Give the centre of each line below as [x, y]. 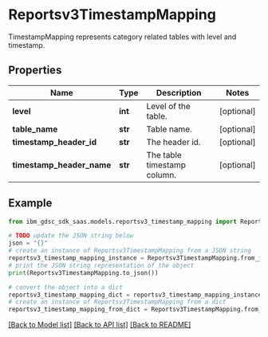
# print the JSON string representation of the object [101, 265]
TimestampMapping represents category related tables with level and [122, 37]
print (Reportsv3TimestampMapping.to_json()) [83, 272]
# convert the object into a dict [66, 287]
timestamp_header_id [55, 142]
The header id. [173, 142]
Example [30, 204]
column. [162, 174]
